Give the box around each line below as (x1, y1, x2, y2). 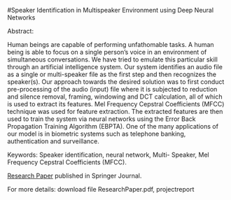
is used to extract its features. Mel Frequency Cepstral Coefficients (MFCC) (7, 100, 225, 108)
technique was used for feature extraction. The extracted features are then (7, 108, 223, 115)
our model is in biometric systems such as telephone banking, (7, 129, 186, 138)
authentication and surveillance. (7, 137, 100, 145)
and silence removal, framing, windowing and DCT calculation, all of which (7, 92, 223, 101)
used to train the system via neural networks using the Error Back (7, 115, 196, 123)
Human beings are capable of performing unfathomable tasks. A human (7, 41, 215, 48)
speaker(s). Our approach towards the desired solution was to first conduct (7, 78, 225, 86)
